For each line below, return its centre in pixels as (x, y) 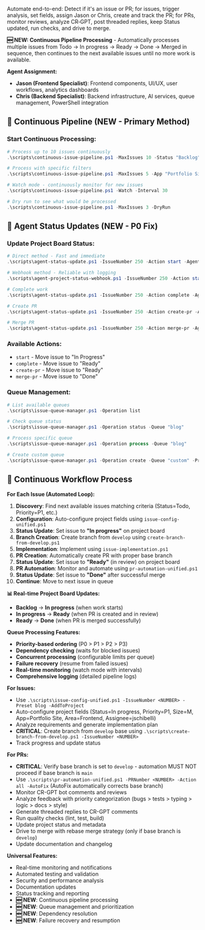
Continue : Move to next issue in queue (64, 581)
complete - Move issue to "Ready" (58, 364)
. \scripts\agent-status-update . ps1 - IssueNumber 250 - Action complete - (101, 295)
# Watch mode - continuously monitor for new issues (75, 185)
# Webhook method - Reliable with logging (61, 273)
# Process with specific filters (49, 168)
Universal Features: (32, 855)
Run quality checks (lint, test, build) (60, 818)
